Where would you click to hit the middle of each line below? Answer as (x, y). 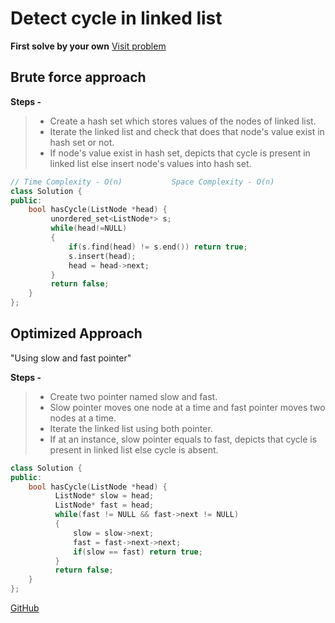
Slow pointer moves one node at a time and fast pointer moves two (187, 407)
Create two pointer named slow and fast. (133, 396)
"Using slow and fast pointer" (71, 358)
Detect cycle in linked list (116, 18)
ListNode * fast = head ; (104, 505)
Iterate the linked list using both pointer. (131, 428)
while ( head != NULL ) (89, 228)
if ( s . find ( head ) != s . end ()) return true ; (158, 247)
